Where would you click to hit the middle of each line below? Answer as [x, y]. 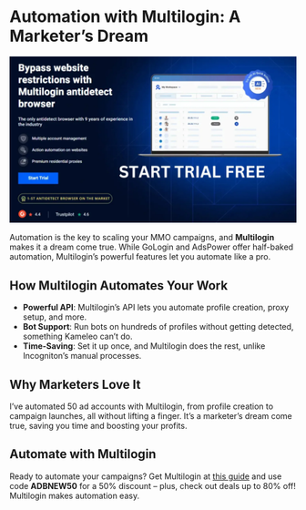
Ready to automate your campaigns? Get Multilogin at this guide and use [146, 476]
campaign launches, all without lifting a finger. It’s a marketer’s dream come [151, 415]
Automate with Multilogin [83, 454]
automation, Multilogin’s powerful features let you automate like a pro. [140, 257]
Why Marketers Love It [75, 384]
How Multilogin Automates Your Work [119, 286]
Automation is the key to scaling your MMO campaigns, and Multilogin [142, 238]
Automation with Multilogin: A [125, 17]
